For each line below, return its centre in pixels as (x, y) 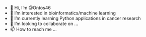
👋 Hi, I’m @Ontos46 (30, 8)
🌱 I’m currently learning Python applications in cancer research (75, 18)
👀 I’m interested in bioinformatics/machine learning (63, 13)
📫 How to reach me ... (33, 29)
